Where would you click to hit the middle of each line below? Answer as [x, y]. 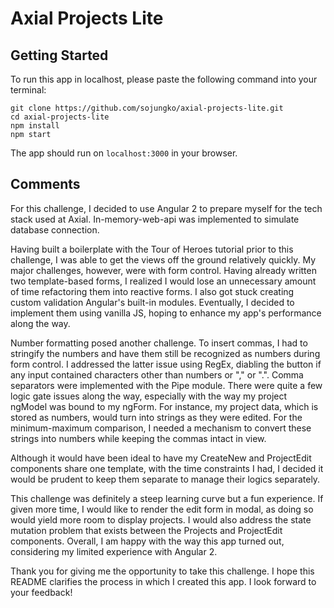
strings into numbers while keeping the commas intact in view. [138, 438]
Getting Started [59, 55]
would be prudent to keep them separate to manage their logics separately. [165, 479]
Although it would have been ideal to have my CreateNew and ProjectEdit [161, 458]
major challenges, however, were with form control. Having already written [163, 270]
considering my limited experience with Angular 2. [114, 551]
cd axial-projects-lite [60, 117]
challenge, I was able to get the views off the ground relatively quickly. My [163, 259]
